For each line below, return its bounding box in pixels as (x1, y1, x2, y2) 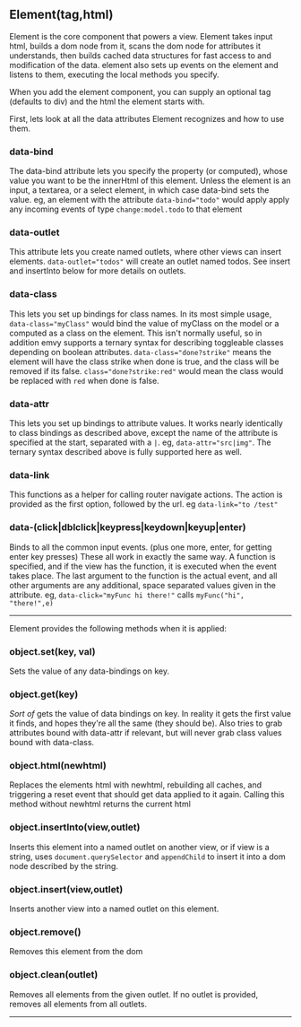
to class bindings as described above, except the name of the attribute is (9, 428, 279, 438)
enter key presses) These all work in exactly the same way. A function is (9, 551, 276, 561)
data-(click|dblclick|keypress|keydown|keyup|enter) (9, 521, 246, 534)
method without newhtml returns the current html (9, 798, 191, 810)
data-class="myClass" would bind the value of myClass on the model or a (9, 318, 279, 328)
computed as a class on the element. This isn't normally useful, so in (9, 327, 262, 338)
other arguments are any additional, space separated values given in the (9, 579, 276, 590)
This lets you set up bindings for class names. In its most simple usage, (9, 309, 272, 319)
